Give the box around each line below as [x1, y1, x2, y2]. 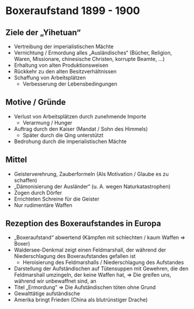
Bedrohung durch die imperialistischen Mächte [13, 138, 127, 145]
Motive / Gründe [5, 97, 66, 107]
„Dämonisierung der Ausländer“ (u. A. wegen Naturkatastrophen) [13, 183, 171, 190]
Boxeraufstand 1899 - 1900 [5, 4, 140, 18]
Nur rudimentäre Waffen [13, 201, 72, 209]
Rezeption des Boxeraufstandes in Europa [5, 219, 161, 229]
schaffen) [13, 176, 37, 184]
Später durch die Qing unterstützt [22, 131, 103, 138]
